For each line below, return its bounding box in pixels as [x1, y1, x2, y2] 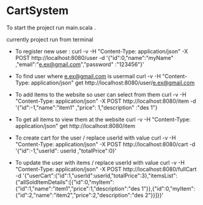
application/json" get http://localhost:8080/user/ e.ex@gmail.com [31, 79, 195, 86]
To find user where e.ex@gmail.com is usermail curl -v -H [15, 72, 161, 80]
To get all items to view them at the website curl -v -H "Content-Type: [15, 116, 191, 123]
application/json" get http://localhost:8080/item [15, 122, 136, 129]
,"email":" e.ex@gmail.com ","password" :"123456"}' [15, 61, 145, 68]
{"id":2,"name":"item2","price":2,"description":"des [15, 191, 144, 199]
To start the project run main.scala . [6, 24, 96, 31]
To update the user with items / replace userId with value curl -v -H [15, 158, 185, 166]
